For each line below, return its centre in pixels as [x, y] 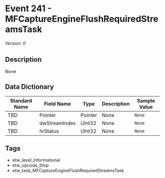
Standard [21, 101]
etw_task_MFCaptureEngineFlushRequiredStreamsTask [68, 171]
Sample [146, 101]
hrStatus [49, 131]
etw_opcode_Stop [30, 165]
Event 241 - [28, 9]
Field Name [57, 103]
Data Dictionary [29, 87]
